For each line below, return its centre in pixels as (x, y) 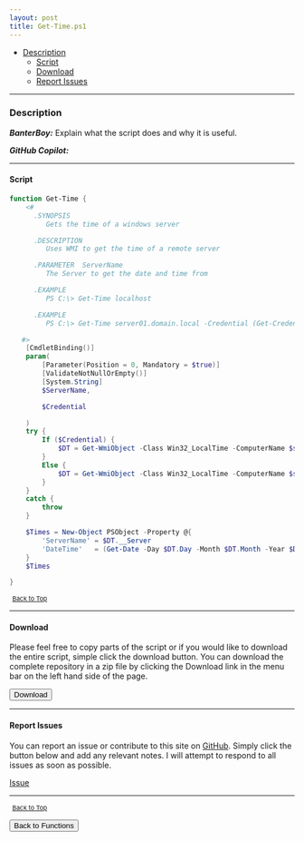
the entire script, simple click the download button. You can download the (147, 657)
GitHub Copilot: (39, 150)
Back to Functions (44, 825)
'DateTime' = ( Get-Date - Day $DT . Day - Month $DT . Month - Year (164, 549)
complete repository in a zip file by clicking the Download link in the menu (147, 667)
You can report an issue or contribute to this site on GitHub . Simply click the (151, 746)
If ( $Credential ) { (79, 440)
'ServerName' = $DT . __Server (97, 541)
